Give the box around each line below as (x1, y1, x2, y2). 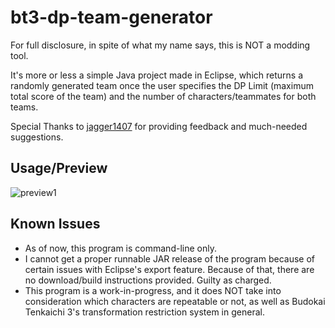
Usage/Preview (10, 160, 108, 177)
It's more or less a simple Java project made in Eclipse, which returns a (10, 69, 303, 81)
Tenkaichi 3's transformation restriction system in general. (24, 306, 265, 318)
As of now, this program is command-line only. (24, 242, 217, 254)
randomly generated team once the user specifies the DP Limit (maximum (10, 79, 314, 91)
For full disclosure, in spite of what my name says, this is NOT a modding (10, 39, 311, 51)
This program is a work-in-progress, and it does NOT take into (24, 284, 282, 296)
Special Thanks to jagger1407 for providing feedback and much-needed (10, 120, 308, 132)
